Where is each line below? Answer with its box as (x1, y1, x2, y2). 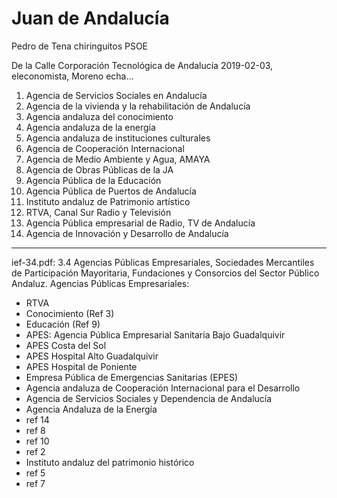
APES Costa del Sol (25, 339, 107, 351)
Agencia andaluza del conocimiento (25, 110, 174, 122)
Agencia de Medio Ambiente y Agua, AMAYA (25, 153, 211, 165)
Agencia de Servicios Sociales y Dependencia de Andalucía (25, 392, 273, 404)
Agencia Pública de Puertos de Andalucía (25, 185, 197, 197)
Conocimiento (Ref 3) (25, 307, 115, 319)
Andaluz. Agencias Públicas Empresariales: (11, 277, 190, 289)
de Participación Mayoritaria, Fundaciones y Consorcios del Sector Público (11, 267, 320, 279)
